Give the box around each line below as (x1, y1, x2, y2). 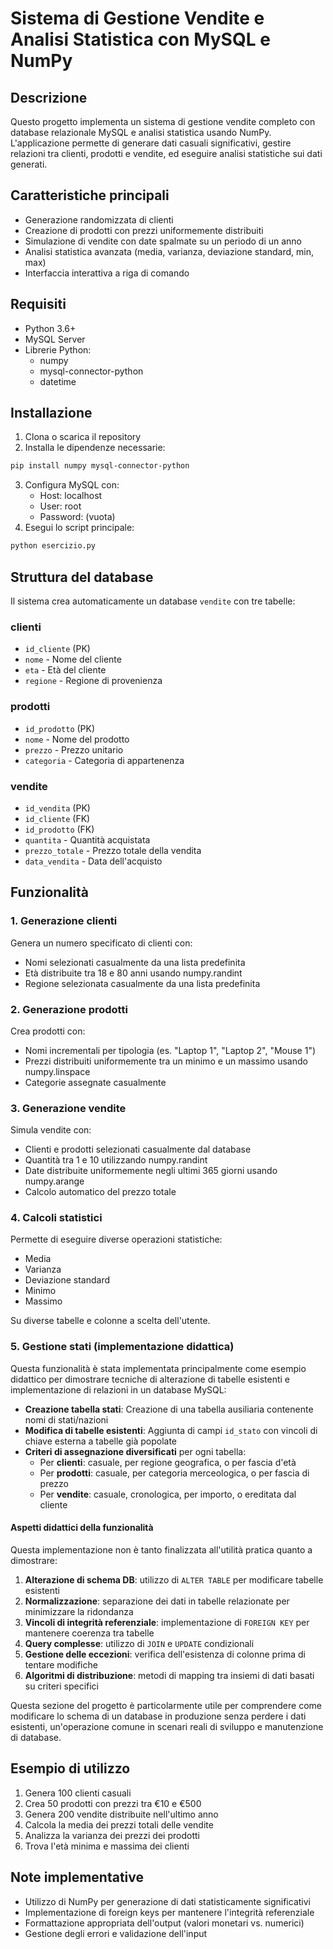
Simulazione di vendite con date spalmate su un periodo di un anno (24, 235, 302, 247)
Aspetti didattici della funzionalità (10, 1522, 154, 1534)
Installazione (10, 405, 93, 422)
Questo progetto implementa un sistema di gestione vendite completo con (10, 116, 316, 127)
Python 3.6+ (24, 322, 77, 334)
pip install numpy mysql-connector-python (10, 461, 190, 471)
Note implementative (10, 1869, 144, 1886)
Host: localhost (39, 490, 103, 502)
